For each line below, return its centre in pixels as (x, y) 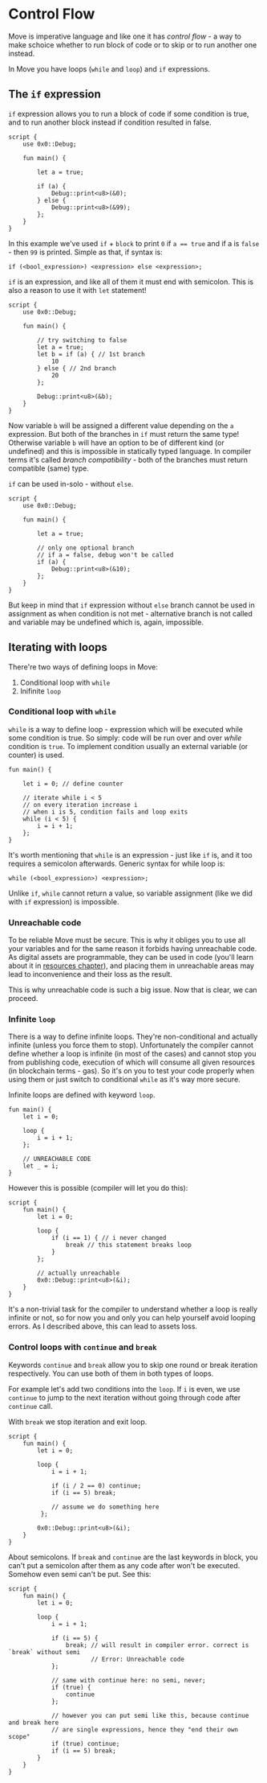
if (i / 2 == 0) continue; (96, 1485)
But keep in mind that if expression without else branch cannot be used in (131, 605)
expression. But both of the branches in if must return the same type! (124, 434)
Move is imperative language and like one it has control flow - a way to (125, 36)
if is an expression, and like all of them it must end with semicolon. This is (131, 282)
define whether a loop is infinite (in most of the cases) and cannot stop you (132, 1054)
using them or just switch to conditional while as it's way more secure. (124, 1080)
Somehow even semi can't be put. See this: (80, 1574)
